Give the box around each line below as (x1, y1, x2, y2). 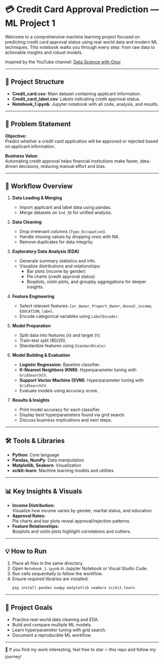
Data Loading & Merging (12, 195, 62, 201)
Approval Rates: (12, 513, 46, 519)
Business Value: (5, 153, 39, 159)
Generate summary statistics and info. (19, 258, 96, 264)
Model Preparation (12, 323, 51, 329)
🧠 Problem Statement (5, 120, 71, 128)
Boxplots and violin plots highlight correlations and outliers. (12, 528, 131, 534)
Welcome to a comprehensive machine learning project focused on (5, 34, 140, 40)
